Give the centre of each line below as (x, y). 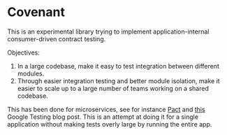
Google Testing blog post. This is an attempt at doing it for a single (103, 117)
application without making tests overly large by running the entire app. (110, 124)
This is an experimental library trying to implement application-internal (108, 31)
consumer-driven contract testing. (57, 38)
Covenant (36, 12)
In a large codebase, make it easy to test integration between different (118, 66)
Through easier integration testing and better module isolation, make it (118, 80)
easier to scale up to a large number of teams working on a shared (113, 88)
